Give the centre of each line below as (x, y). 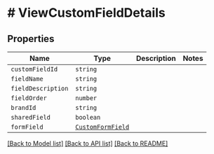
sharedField (31, 117)
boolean (88, 117)
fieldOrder (29, 98)
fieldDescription (40, 89)
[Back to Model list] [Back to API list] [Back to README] (88, 143)
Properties (31, 39)
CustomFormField (102, 127)
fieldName (27, 79)
